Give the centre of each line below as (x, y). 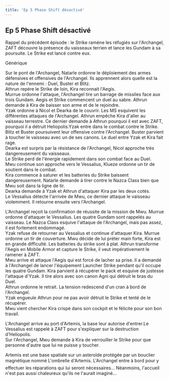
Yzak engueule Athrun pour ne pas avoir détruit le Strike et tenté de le (78, 298)
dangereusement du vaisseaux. (38, 154)
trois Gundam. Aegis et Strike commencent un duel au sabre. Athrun (76, 100)
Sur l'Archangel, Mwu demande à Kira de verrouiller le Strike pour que (78, 340)
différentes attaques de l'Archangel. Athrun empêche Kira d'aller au (75, 116)
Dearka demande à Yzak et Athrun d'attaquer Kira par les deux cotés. (78, 191)
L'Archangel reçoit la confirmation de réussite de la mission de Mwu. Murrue (85, 212)
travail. (12, 314)
